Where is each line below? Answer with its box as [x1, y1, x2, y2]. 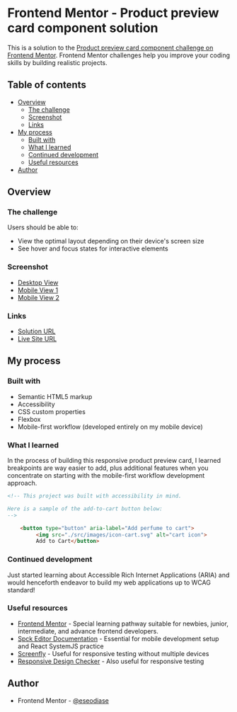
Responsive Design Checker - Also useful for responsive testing [17, 657, 204, 665]
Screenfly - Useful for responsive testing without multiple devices [17, 649, 209, 658]
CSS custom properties [17, 407, 86, 415]
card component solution [7, 20, 158, 36]
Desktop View [17, 278, 59, 287]
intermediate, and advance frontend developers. [17, 626, 159, 635]
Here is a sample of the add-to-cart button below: [7, 505, 163, 512]
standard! [7, 585, 35, 594]
